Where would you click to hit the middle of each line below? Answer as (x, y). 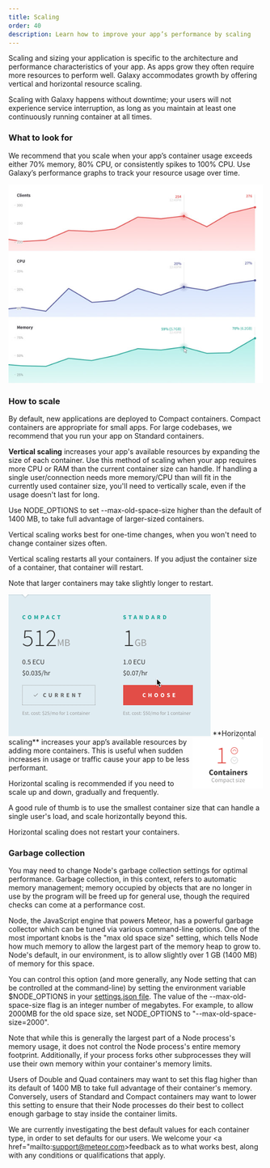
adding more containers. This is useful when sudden (96, 751)
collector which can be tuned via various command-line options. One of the (134, 929)
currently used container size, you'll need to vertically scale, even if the (127, 486)
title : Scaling (34, 17)
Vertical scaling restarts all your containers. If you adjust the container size (133, 559)
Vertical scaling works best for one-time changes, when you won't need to (133, 535)
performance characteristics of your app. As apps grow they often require (131, 67)
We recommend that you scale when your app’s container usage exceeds (131, 155)
